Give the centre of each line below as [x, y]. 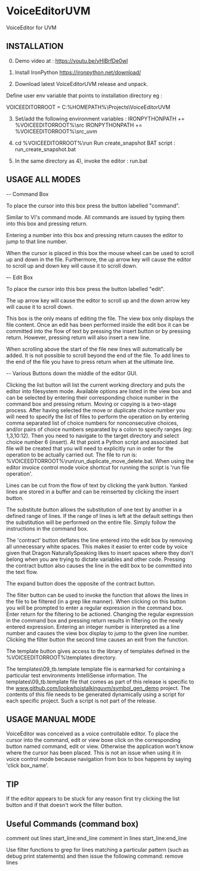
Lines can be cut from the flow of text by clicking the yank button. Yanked [97, 485]
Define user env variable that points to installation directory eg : [84, 95]
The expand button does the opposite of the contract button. [81, 583]
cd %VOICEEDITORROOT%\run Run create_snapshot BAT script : [95, 143]
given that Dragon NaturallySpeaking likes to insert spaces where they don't [100, 553]
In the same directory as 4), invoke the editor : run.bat [81, 161]
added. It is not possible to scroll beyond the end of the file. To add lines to [98, 355]
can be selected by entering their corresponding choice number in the [93, 397]
